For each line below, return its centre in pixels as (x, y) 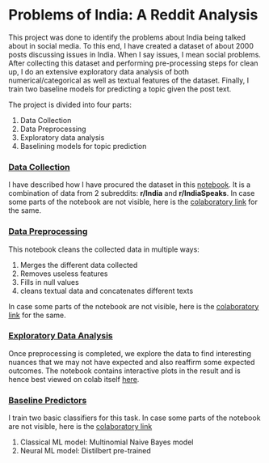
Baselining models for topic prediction (83, 146)
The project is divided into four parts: (70, 104)
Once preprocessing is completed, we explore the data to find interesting (130, 353)
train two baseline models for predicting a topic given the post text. (120, 89)
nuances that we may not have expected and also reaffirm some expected (132, 362)
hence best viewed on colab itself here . (74, 379)
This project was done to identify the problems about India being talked (127, 37)
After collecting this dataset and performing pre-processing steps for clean (133, 63)
